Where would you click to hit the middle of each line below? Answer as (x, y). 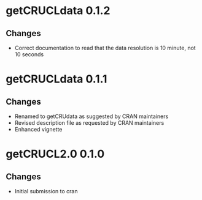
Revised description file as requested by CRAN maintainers (89, 123)
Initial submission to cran (46, 191)
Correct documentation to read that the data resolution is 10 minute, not (105, 48)
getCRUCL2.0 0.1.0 (55, 154)
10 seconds (29, 54)
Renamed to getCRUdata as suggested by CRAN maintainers (91, 116)
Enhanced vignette (38, 129)
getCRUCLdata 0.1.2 (58, 11)
